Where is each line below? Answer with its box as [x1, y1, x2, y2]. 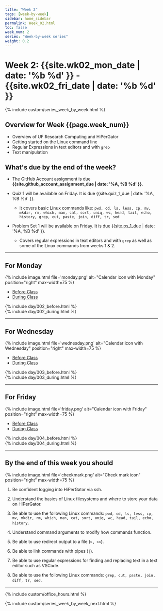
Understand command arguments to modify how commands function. [12, 529, 152, 535]
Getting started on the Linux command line [12, 139, 98, 145]
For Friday [5, 393, 36, 401]
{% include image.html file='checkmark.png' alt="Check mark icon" [5, 472, 141, 477]
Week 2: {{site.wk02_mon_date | [5, 59, 140, 70]
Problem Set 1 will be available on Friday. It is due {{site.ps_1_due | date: [12, 223, 155, 229]
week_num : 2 [5, 30, 29, 34]
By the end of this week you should [5, 459, 113, 467]
